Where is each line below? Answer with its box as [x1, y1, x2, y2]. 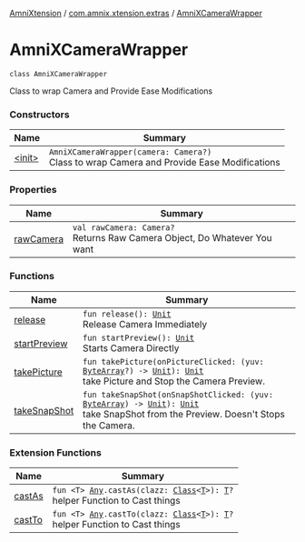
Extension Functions [9, 446, 102, 458]
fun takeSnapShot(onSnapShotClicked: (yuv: [83, 389, 274, 399]
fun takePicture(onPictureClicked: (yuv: [83, 356, 265, 366]
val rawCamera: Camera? [72, 222, 175, 233]
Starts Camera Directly [83, 341, 180, 354]
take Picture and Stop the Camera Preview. [83, 375, 266, 387]
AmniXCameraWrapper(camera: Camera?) [48, 147, 212, 157]
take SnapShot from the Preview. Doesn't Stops [83, 407, 286, 420]
